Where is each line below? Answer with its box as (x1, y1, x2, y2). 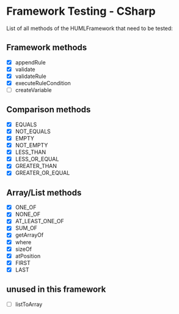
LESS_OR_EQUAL (15, 155, 59, 163)
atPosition (15, 252, 41, 259)
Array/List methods (6, 187, 82, 197)
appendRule (15, 58, 46, 66)
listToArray (15, 301, 43, 308)
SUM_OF (15, 224, 38, 232)
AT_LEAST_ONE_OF (15, 218, 64, 225)
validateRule (15, 72, 47, 80)
